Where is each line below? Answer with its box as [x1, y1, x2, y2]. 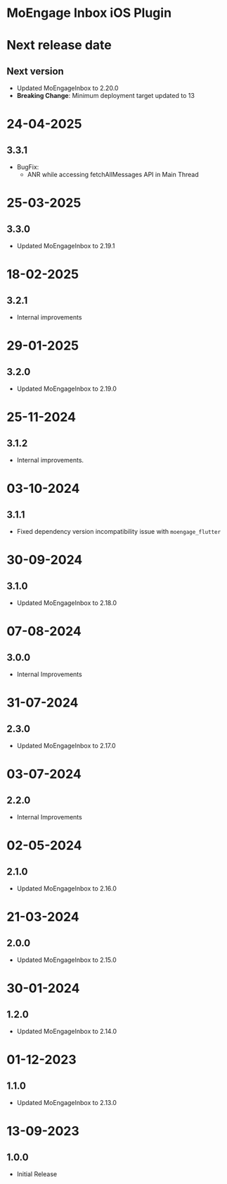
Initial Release [16, 1170, 58, 1178]
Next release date [6, 37, 112, 54]
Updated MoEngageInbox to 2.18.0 [16, 599, 117, 607]
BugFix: [16, 163, 39, 171]
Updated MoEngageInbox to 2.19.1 [16, 242, 115, 250]
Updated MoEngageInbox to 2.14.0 [16, 1027, 117, 1036]
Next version [6, 65, 64, 77]
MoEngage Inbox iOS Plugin [6, 5, 172, 21]
